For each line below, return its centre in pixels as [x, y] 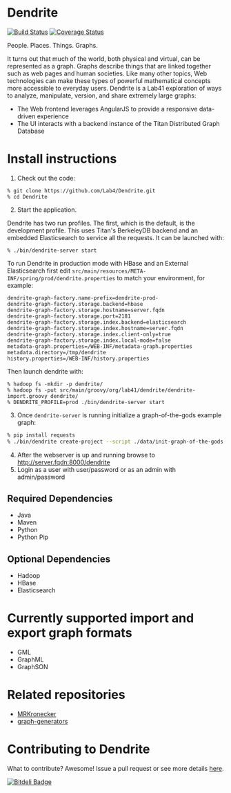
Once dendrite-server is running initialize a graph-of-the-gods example [119, 415]
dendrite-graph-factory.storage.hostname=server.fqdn [86, 310]
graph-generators [42, 722]
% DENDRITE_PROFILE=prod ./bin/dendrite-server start [86, 402]
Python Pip [33, 537]
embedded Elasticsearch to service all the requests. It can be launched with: [115, 237]
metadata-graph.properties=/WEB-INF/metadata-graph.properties [100, 346]
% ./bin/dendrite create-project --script [69, 441]
